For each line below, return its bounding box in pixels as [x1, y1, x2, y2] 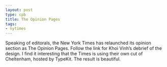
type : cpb [5, 12, 26, 17]
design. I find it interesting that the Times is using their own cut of [5, 51, 143, 57]
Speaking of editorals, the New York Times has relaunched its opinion [5, 40, 152, 46]
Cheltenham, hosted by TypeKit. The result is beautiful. [5, 56, 121, 62]
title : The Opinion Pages [5, 17, 60, 22]
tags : [5, 21, 17, 27]
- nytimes [5, 26, 26, 31]
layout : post [5, 7, 33, 13]
